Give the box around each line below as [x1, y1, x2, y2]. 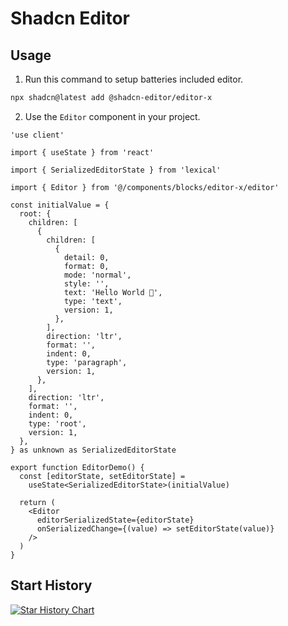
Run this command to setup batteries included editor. [24, 73, 244, 85]
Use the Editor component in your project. [24, 110, 201, 122]
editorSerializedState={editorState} [36, 515, 195, 525]
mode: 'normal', [63, 270, 132, 280]
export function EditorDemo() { [10, 462, 145, 472]
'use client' [10, 130, 65, 140]
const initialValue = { [10, 200, 110, 210]
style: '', [63, 278, 110, 289]
